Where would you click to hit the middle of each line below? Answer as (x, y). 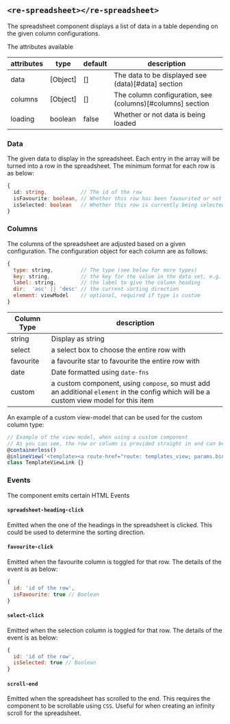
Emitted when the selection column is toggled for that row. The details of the (115, 630)
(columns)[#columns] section (162, 104)
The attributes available (40, 47)
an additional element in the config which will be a (130, 391)
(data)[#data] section (149, 84)
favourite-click (30, 547)
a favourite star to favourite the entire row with (125, 361)
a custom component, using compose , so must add (131, 383)
